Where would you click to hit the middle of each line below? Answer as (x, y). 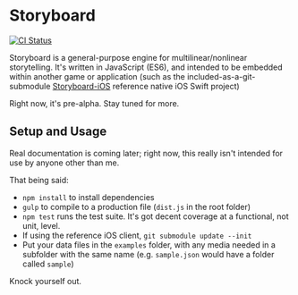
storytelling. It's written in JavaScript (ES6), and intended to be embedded (146, 67)
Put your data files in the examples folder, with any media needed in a (149, 244)
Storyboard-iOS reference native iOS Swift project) (146, 86)
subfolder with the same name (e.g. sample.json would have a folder (148, 254)
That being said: (39, 180)
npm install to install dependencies (88, 197)
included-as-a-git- (221, 76)
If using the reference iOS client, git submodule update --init (137, 235)
